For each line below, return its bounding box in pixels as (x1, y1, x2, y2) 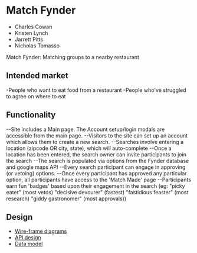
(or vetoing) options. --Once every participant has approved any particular (6, 169, 187, 177)
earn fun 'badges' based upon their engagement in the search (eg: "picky (6, 182, 185, 190)
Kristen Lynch (14, 29, 48, 36)
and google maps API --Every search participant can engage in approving (6, 164, 186, 171)
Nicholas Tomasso (14, 42, 60, 49)
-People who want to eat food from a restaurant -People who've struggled (6, 87, 187, 94)
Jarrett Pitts (14, 36, 44, 43)
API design (14, 234, 41, 241)
